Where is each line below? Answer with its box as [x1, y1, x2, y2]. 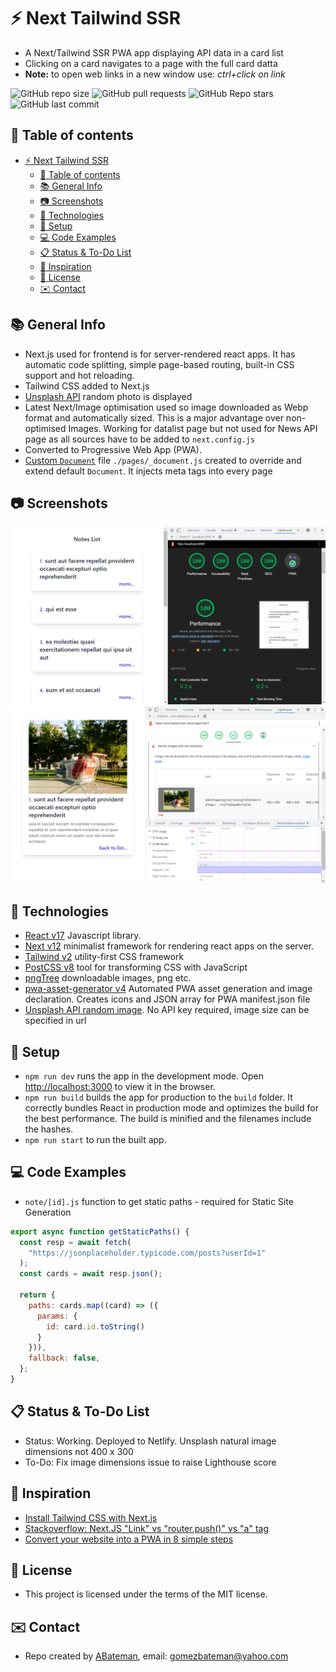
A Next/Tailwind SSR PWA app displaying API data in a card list [24, 46, 284, 59]
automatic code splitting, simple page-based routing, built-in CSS [24, 358, 295, 370]
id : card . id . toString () [46, 1321, 145, 1332]
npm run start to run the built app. [24, 1134, 167, 1145]
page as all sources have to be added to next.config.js [24, 433, 256, 445]
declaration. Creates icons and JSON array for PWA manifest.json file [24, 993, 311, 1005]
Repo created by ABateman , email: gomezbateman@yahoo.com [24, 1650, 289, 1662]
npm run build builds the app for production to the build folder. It [24, 1091, 293, 1103]
